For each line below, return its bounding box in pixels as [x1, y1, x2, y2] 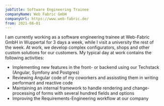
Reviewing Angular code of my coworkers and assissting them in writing [12, 75, 159, 81]
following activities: [5, 55, 44, 61]
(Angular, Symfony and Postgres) [12, 69, 80, 76]
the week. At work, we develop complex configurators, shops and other [5, 44, 150, 50]
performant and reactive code [12, 80, 73, 86]
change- [132, 85, 150, 91]
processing [12, 90, 35, 96]
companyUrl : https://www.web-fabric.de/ [5, 16, 89, 21]
